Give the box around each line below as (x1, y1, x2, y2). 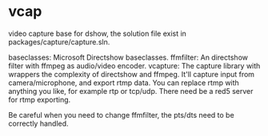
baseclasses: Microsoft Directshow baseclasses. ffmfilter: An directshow (8, 52, 248, 62)
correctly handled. (8, 119, 70, 128)
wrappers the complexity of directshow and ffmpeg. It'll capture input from (8, 69, 254, 79)
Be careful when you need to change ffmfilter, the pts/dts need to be (8, 110, 234, 119)
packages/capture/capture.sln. (8, 37, 110, 46)
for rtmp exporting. (8, 95, 71, 104)
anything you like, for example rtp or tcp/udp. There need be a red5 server (8, 86, 254, 95)
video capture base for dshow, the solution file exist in (8, 29, 186, 38)
